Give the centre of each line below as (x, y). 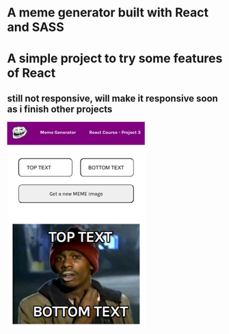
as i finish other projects (60, 109)
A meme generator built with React (108, 13)
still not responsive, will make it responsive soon (113, 98)
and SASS (36, 27)
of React (31, 73)
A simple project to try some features (115, 59)
